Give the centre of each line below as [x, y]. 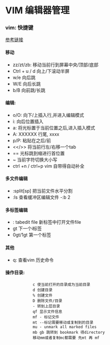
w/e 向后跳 [24, 77]
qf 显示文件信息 [47, 311]
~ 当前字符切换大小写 [35, 160]
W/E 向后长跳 [26, 84]
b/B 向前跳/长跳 [29, 90]
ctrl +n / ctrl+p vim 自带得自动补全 [49, 166]
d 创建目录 [42, 290]
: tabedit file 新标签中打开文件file [47, 222]
